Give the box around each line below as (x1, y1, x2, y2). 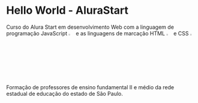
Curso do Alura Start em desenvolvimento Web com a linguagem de (6, 23, 174, 31)
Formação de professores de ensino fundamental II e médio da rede (6, 83, 175, 90)
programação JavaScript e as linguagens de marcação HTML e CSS (6, 29, 189, 37)
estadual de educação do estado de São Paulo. (6, 90, 123, 97)
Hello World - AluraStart (6, 4, 129, 17)
